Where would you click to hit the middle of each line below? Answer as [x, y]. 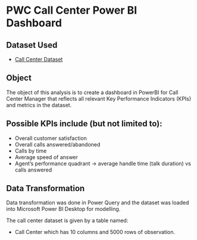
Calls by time [31, 151]
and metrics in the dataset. [39, 105]
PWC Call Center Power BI [72, 10]
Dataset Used [32, 45]
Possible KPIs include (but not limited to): [84, 124]
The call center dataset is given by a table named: [67, 220]
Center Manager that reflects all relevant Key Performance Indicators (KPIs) [99, 98]
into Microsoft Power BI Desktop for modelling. [63, 209]
